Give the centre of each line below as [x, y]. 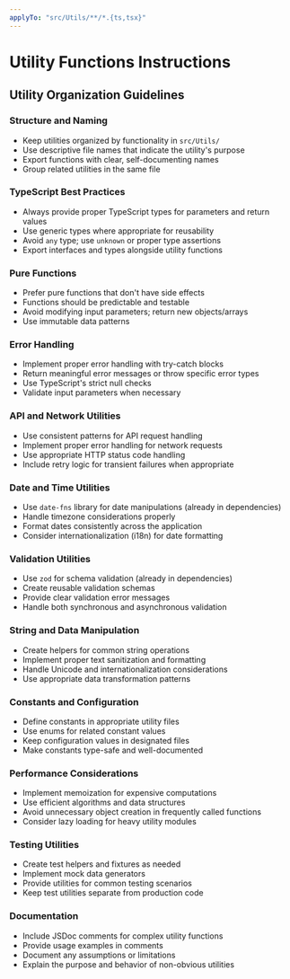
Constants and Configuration [74, 701]
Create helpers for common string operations [106, 650]
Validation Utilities [50, 559]
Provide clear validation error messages [96, 597]
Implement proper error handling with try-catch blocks [123, 364]
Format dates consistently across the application [112, 525]
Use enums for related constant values [94, 731]
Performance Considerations [74, 773]
